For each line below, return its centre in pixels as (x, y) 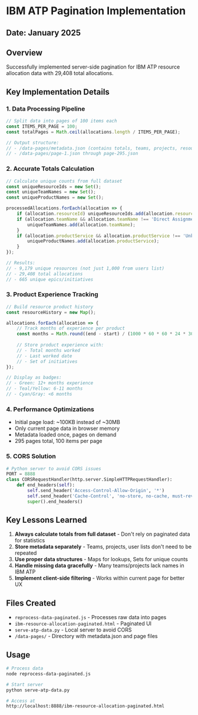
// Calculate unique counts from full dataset (64, 181)
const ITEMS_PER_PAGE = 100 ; (42, 126)
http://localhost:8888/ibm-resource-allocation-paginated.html (85, 706)
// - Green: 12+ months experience (50, 383)
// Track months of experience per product (71, 329)
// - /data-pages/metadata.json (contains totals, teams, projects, (92, 148)
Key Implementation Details (58, 92)
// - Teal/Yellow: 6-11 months (44, 389)
